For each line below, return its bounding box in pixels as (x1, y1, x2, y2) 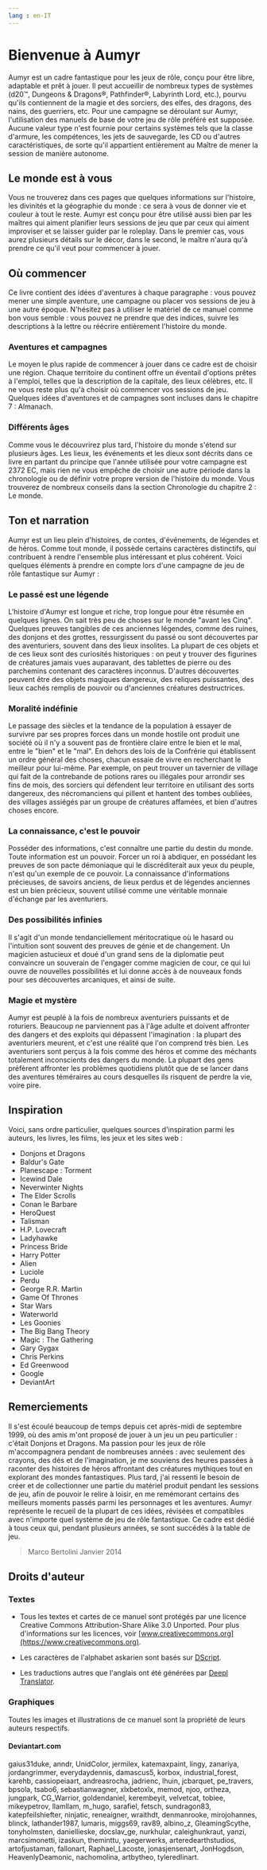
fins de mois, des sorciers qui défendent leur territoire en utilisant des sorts (8, 780, 254, 790)
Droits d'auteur (8, 1570, 85, 1584)
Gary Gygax (19, 1343, 60, 1353)
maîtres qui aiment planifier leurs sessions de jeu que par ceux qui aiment (8, 218, 250, 228)
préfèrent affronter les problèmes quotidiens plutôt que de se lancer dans (8, 1064, 249, 1073)
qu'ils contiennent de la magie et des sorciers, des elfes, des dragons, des (8, 97, 252, 108)
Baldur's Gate (19, 1157, 65, 1166)
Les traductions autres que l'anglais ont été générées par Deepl (19, 1668, 229, 1678)
